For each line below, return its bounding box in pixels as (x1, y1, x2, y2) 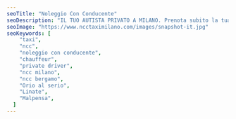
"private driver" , (19, 62, 73, 69)
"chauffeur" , (19, 56, 58, 63)
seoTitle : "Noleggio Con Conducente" (6, 10, 118, 17)
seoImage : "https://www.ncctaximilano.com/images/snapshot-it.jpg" (6, 23, 209, 30)
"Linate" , (19, 88, 49, 95)
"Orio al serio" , (19, 82, 70, 89)
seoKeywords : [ (6, 29, 51, 37)
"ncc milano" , (19, 69, 61, 76)
